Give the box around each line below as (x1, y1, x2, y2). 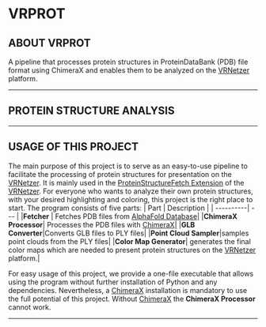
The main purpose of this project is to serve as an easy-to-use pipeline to (8, 161, 248, 171)
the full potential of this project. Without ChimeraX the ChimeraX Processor (8, 294, 256, 303)
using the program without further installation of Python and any (8, 277, 218, 287)
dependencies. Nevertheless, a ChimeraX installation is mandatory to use (8, 285, 248, 295)
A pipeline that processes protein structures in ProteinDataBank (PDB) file (8, 57, 249, 66)
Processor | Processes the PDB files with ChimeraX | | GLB (8, 220, 196, 229)
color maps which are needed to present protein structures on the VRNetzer (8, 245, 256, 254)
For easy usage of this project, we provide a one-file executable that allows (8, 269, 254, 278)
